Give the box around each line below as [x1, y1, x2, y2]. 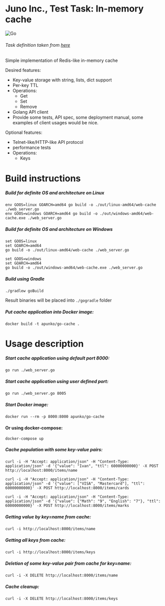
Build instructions [5, 173, 81, 184]
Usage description [5, 338, 84, 350]
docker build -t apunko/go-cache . [5, 321, 80, 327]
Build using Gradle [5, 276, 45, 282]
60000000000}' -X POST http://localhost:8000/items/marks [5, 503, 129, 508]
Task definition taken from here [5, 42, 70, 48]
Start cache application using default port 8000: [5, 355, 110, 361]
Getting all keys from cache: [5, 537, 66, 543]
